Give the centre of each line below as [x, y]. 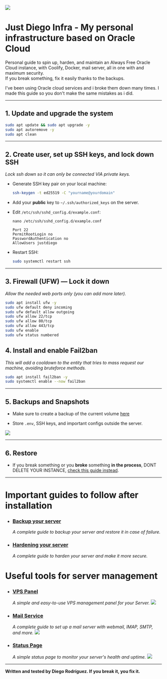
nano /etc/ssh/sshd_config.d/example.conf [57, 222]
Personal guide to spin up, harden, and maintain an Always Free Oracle [78, 62]
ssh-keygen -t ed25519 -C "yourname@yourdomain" [64, 193]
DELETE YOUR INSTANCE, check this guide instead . [66, 470]
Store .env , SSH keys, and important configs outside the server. [78, 424]
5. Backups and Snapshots [47, 401]
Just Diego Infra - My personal [69, 28]
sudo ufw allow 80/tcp [29, 321]
